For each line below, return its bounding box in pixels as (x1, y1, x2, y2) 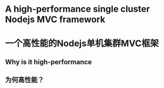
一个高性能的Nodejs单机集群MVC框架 (5, 38, 159, 49)
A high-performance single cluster (5, 3, 150, 15)
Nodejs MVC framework (5, 14, 105, 25)
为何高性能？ (5, 76, 44, 84)
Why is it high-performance (5, 58, 92, 66)
